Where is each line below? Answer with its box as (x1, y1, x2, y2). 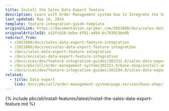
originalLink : (5, 26, 35, 31)
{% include (5, 95, 28, 101)
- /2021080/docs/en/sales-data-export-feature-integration (10, 44, 136, 49)
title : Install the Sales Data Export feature (5, 7, 105, 12)
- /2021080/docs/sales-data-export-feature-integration (10, 40, 129, 45)
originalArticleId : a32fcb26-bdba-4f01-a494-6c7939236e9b (5, 30, 129, 35)
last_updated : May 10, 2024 (5, 16, 64, 21)
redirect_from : (5, 35, 37, 40)
